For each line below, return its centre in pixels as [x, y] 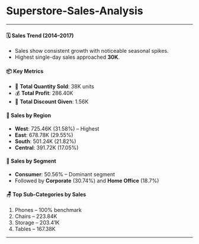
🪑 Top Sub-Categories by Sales [46, 195]
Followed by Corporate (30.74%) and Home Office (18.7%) [87, 180]
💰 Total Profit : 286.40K [44, 93]
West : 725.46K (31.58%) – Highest [57, 128]
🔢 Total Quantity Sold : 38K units [54, 87]
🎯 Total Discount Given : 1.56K [52, 102]
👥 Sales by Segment [31, 161]
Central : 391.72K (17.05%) [46, 147]
